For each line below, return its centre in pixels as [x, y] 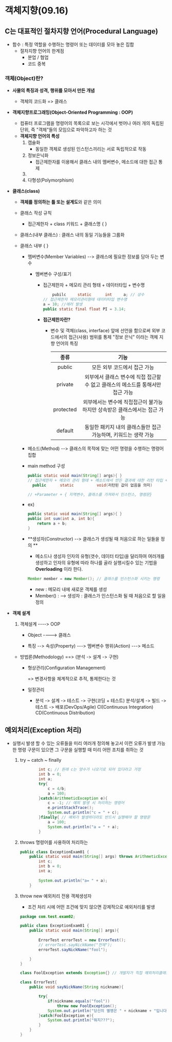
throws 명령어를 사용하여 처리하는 [54, 842]
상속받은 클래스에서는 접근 [128, 409]
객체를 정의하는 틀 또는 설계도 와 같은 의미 [61, 202]
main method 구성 [46, 465]
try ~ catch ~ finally [41, 760]
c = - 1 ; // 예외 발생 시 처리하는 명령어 [86, 803]
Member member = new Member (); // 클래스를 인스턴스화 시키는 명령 [94, 579]
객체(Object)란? [24, 78]
